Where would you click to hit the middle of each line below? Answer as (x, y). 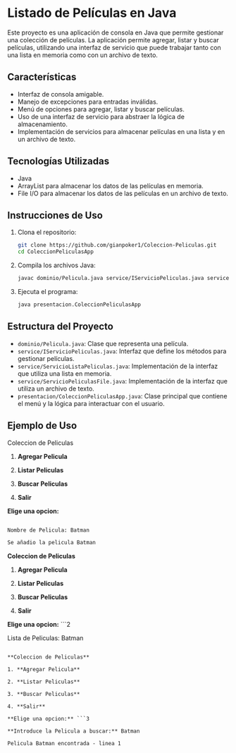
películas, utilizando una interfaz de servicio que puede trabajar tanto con (114, 47)
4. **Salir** (26, 706)
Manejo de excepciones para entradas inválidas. (88, 102)
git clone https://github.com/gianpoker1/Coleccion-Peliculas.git (117, 245)
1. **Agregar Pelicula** (44, 670)
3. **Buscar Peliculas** (44, 694)
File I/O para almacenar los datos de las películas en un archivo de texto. (123, 193)
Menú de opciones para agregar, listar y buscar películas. (101, 109)
